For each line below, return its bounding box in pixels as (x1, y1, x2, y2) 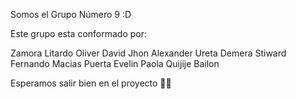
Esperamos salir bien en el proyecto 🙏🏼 (10, 77, 172, 89)
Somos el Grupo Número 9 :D (10, 9, 132, 20)
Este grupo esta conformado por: (10, 28, 148, 39)
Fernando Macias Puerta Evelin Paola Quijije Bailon (10, 58, 220, 69)
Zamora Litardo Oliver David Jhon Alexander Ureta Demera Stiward (10, 47, 287, 59)
